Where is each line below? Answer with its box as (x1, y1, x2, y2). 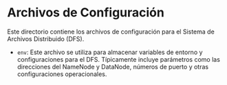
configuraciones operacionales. (17, 70, 107, 78)
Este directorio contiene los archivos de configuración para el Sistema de (7, 27, 215, 36)
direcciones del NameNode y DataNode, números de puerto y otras (17, 62, 208, 71)
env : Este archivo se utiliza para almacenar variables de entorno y (17, 48, 203, 56)
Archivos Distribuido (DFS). (7, 34, 85, 42)
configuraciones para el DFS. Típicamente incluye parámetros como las (17, 55, 220, 63)
